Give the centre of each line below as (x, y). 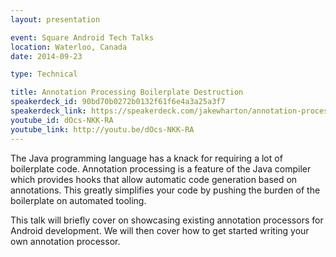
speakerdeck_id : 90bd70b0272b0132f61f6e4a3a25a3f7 (118, 102)
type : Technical (44, 74)
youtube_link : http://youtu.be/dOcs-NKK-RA (102, 129)
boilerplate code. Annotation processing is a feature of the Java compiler (161, 168)
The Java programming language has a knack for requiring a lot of (146, 158)
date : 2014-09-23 (46, 56)
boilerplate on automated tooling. (78, 200)
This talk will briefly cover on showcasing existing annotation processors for (167, 220)
